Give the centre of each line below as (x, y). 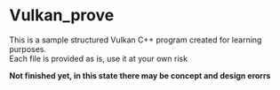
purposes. (28, 49)
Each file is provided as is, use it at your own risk (99, 58)
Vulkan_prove (62, 15)
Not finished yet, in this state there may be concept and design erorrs (140, 75)
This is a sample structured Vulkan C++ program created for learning (136, 40)
